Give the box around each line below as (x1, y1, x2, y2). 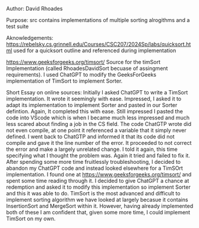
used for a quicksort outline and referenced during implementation (13, 47, 176, 54)
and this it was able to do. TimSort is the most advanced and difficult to (6, 190, 181, 197)
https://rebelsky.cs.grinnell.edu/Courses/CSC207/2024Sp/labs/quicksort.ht (6, 41, 191, 47)
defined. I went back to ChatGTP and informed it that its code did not (6, 133, 175, 140)
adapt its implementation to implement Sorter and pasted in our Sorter (6, 102, 178, 109)
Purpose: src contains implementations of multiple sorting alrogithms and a (6, 17, 190, 23)
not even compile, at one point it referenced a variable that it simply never (6, 127, 187, 134)
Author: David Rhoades (6, 5, 63, 12)
